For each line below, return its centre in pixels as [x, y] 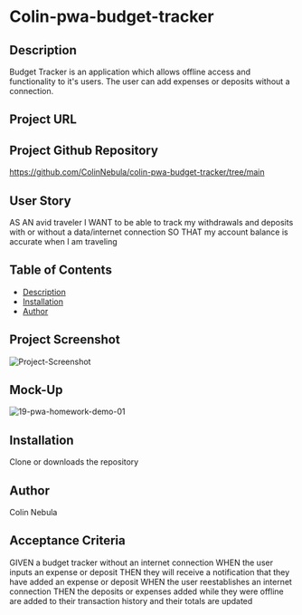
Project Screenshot [65, 340]
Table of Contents [61, 270]
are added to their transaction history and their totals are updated [131, 601]
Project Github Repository [84, 150]
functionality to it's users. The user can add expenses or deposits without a [150, 82]
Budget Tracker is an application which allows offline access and [130, 72]
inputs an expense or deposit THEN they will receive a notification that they [150, 572]
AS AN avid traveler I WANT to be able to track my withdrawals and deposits [151, 223]
